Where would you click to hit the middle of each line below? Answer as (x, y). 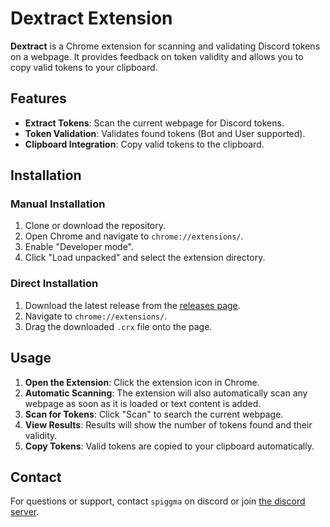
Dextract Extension (91, 18)
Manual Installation (58, 204)
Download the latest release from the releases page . (132, 305)
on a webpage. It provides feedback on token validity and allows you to (157, 56)
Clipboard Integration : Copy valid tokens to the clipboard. (144, 144)
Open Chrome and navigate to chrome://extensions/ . (134, 236)
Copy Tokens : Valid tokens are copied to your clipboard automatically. (169, 446)
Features (38, 98)
